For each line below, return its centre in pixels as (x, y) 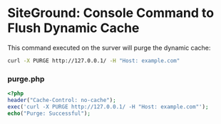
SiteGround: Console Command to (111, 13)
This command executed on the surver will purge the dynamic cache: (109, 47)
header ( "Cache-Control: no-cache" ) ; (62, 100)
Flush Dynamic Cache (73, 28)
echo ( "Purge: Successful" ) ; (49, 113)
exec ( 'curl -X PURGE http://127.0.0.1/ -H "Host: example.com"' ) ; (108, 107)
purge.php (26, 79)
